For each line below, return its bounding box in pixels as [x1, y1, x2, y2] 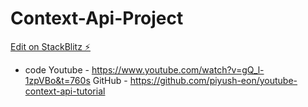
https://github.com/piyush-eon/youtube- [129, 74, 298, 86]
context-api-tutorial [24, 85, 106, 97]
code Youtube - [24, 63, 90, 76]
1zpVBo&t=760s [24, 74, 91, 86]
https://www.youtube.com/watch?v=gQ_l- [91, 63, 265, 76]
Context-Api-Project [10, 7, 184, 30]
